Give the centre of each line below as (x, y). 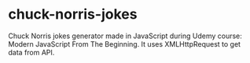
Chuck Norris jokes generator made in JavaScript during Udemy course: (125, 36)
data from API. (31, 52)
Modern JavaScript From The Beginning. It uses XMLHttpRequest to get (125, 44)
